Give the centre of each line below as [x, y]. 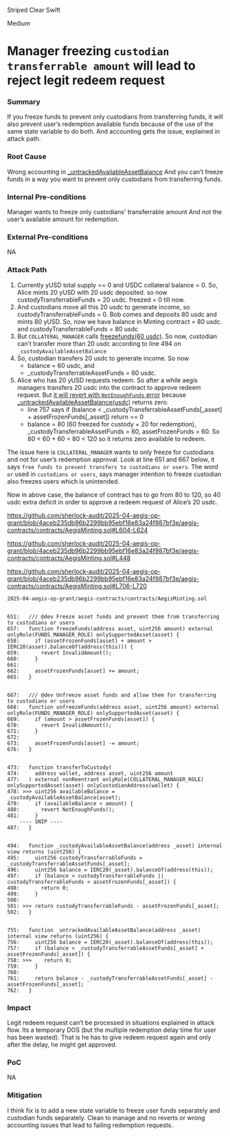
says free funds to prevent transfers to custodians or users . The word [113, 466]
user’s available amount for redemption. [63, 219]
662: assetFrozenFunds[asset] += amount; [73, 671]
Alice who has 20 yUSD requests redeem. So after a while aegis [107, 380]
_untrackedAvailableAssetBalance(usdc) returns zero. [93, 402]
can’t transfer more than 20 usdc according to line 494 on [99, 343]
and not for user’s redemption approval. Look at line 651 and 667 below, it [111, 459]
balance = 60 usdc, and [61, 365]
